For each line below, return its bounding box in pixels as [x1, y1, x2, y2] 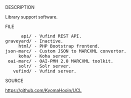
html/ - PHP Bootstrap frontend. [18, 43, 100, 49]
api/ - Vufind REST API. [20, 33, 82, 39]
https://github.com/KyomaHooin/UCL [5, 87, 82, 93]
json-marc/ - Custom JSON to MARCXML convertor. [5, 48, 126, 54]
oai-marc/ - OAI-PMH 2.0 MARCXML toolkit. [7, 58, 113, 64]
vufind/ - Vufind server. [13, 68, 76, 74]
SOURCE [5, 77, 23, 83]
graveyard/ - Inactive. [5, 38, 63, 44]
